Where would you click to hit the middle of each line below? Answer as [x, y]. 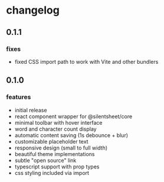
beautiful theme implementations [55, 154]
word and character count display [55, 129]
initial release [31, 110]
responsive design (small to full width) [61, 148]
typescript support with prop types [57, 167]
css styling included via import [52, 173]
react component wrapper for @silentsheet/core [73, 116]
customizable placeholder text [51, 141]
